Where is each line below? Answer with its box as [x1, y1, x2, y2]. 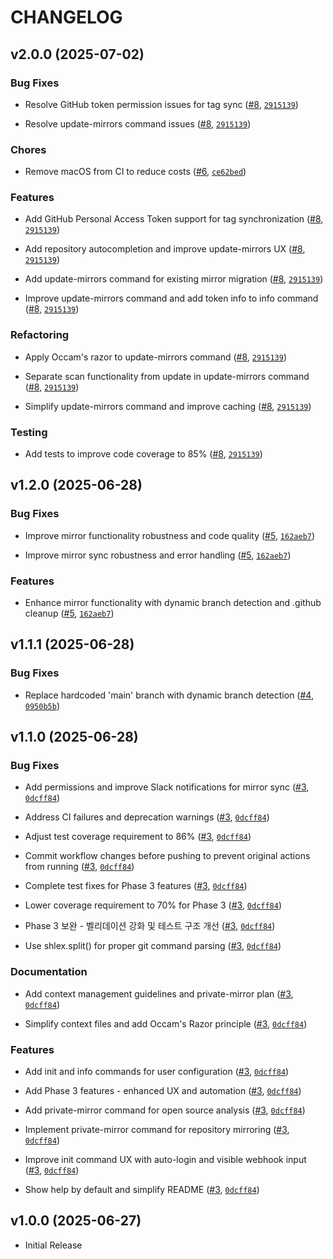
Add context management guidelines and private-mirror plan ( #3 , [24, 987, 294, 1000]
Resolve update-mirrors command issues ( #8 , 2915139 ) [24, 117, 252, 130]
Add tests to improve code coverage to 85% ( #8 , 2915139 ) [24, 448, 263, 460]
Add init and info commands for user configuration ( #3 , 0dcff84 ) [24, 1066, 290, 1078]
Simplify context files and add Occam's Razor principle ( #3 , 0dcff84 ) [24, 1017, 308, 1030]
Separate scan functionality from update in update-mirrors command [24, 370, 310, 382]
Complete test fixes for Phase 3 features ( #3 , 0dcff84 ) [24, 880, 248, 892]
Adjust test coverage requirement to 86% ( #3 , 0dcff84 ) [24, 831, 252, 843]
